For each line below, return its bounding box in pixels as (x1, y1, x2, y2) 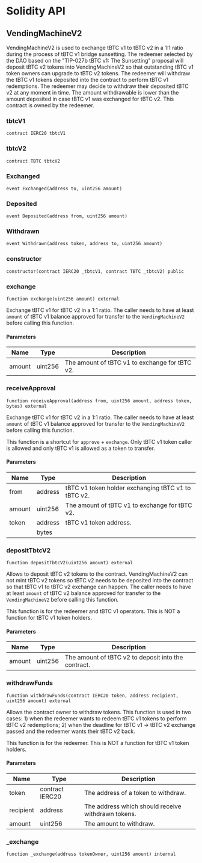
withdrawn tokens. (84, 809, 136, 818)
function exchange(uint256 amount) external (6, 296, 120, 302)
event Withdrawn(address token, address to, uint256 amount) (6, 241, 163, 247)
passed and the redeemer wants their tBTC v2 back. (6, 727, 135, 735)
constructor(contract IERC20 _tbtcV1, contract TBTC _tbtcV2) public (6, 268, 185, 275)
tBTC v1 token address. (65, 518, 132, 526)
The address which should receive (84, 802, 182, 811)
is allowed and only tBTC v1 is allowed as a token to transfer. (6, 444, 155, 452)
